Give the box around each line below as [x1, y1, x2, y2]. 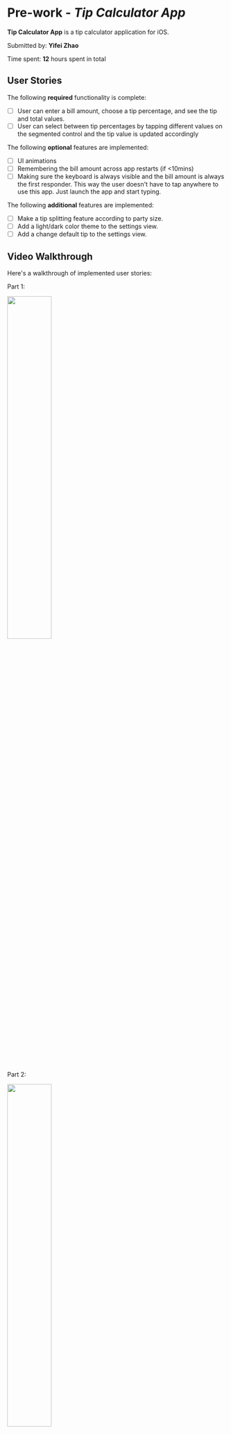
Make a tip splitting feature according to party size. [17, 214, 164, 223]
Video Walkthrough [7, 250, 93, 262]
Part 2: [7, 1070, 26, 1079]
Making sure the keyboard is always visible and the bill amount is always [17, 172, 225, 180]
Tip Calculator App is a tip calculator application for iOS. [7, 28, 169, 36]
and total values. [17, 114, 65, 123]
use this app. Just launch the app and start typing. [17, 187, 162, 196]
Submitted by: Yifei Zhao [7, 41, 79, 49]
